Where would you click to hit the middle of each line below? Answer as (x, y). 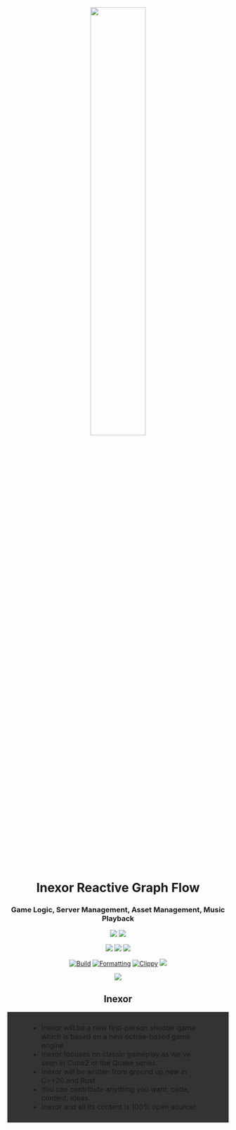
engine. (54, 1046)
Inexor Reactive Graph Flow (118, 888)
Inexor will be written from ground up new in (114, 1072)
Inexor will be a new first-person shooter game (118, 1028)
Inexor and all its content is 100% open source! (118, 1107)
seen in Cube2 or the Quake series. (99, 1063)
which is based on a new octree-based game (116, 1037)
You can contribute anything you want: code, (115, 1089)
